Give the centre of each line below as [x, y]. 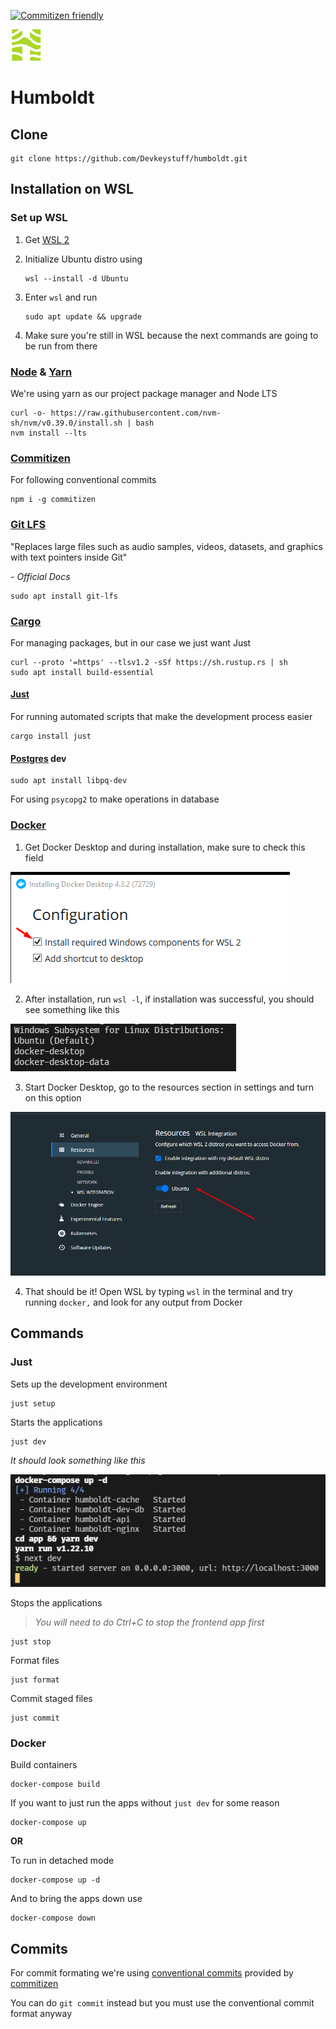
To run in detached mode [62, 1861]
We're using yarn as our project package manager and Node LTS [144, 393]
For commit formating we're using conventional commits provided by [152, 1972]
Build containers [44, 1765]
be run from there [61, 346]
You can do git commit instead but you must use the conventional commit [162, 2002]
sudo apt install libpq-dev [69, 781]
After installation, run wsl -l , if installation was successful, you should [169, 999]
